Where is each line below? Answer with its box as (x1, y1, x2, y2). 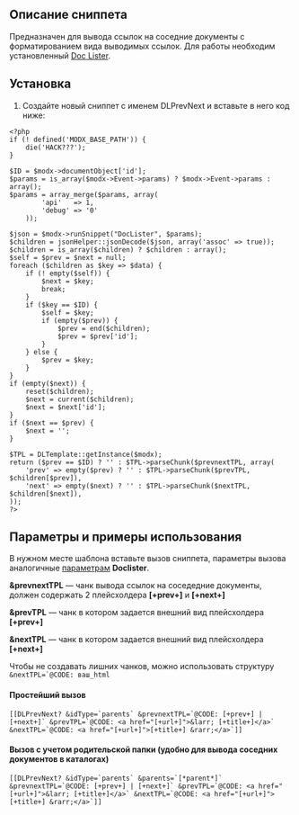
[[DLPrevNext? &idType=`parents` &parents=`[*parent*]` (9, 774, 223, 783)
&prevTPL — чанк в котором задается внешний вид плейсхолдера (9, 607, 265, 618)
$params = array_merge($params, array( (9, 190, 159, 199)
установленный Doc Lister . (9, 49, 110, 61)
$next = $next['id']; (25, 402, 106, 412)
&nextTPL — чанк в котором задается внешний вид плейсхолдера (9, 634, 264, 645)
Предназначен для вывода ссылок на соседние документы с (9, 31, 245, 41)
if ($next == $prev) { (9, 418, 94, 427)
